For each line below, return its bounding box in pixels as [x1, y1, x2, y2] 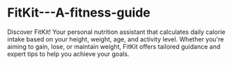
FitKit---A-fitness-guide [7, 5, 151, 21]
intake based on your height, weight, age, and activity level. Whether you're [7, 35, 224, 43]
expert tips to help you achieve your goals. [7, 50, 130, 58]
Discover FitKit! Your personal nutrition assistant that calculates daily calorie [7, 28, 226, 36]
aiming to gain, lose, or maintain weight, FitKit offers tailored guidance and [7, 42, 221, 50]
